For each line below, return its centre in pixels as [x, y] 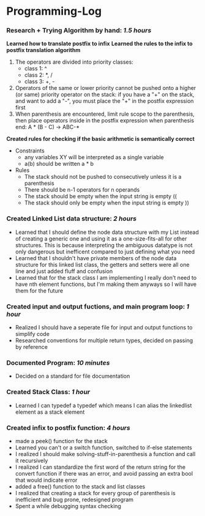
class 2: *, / [39, 75]
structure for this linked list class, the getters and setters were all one [102, 264]
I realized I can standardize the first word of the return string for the [100, 467]
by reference [31, 347]
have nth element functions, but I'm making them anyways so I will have [106, 284]
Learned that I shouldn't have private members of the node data [96, 258]
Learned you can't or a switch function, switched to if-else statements [104, 447]
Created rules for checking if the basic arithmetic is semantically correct [100, 139]
